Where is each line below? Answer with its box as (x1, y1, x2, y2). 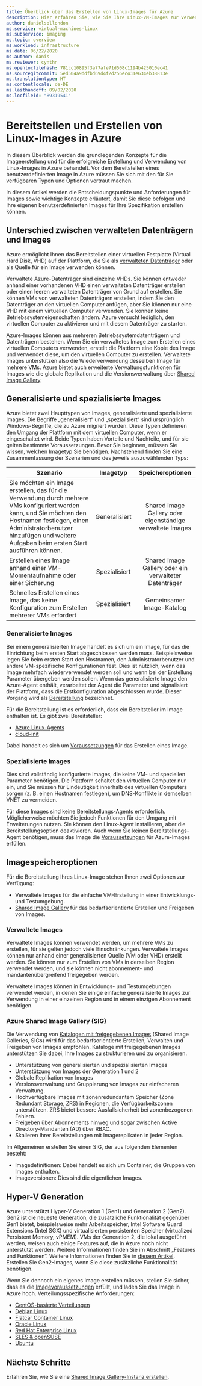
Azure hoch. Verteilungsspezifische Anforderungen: (6, 1290, 135, 1297)
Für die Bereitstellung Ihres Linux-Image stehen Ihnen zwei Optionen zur (6, 873, 185, 880)
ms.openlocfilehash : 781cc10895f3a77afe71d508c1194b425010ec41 (6, 64, 168, 71)
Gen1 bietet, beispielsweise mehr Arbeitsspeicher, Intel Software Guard (6, 1220, 182, 1228)
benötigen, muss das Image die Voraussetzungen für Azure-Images (22, 833, 191, 840)
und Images (6, 235, 52, 245)
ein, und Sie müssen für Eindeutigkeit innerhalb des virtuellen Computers (6, 783, 188, 790)
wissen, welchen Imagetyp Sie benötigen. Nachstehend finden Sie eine (6, 448, 183, 455)
